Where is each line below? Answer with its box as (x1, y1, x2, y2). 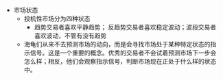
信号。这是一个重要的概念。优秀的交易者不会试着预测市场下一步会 (30, 49, 217, 57)
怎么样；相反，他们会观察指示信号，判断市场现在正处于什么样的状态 (23, 57, 217, 65)
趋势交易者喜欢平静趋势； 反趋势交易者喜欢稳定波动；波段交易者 (34, 23, 217, 31)
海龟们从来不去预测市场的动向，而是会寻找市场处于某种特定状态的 (23, 40, 211, 48)
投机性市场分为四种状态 (23, 14, 91, 23)
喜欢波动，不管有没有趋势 (34, 31, 107, 40)
